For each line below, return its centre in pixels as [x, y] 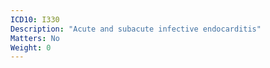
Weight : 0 [31, 47]
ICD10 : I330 [35, 19]
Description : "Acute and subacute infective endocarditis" [136, 29]
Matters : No [35, 38]
